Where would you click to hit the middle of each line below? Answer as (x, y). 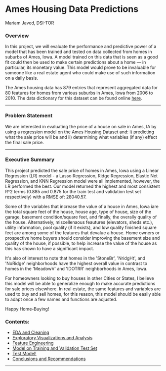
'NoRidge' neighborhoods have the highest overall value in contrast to (76, 263)
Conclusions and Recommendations (49, 359)
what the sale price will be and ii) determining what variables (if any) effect (81, 137)
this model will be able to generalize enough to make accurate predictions (80, 283)
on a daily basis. (22, 78)
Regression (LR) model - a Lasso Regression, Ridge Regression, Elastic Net (82, 176)
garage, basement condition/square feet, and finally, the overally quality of (81, 217)
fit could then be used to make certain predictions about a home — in (76, 62)
